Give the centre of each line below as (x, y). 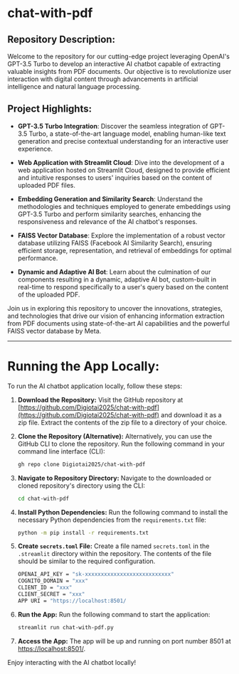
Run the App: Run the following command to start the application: (114, 614)
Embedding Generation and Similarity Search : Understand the (110, 199)
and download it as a (191, 414)
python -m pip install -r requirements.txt (83, 533)
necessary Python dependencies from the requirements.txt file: (112, 520)
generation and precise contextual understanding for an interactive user (123, 141)
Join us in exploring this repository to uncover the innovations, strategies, (115, 308)
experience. (35, 149)
